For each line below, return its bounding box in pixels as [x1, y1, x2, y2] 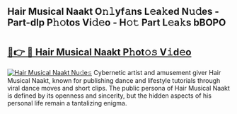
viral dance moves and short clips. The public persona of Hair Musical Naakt [7, 84, 230, 92]
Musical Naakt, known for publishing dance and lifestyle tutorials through [7, 76, 221, 84]
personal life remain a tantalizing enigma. [7, 99, 127, 107]
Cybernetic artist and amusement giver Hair [93, 69, 221, 76]
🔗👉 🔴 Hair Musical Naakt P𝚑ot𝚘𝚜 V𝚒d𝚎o [7, 46, 192, 58]
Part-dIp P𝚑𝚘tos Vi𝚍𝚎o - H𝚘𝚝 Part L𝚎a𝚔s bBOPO [7, 17, 226, 29]
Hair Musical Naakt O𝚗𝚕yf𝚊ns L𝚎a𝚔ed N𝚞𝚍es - [7, 6, 219, 18]
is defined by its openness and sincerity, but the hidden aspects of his [7, 91, 212, 100]
